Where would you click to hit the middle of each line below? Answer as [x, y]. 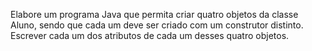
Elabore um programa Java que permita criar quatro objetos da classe [154, 14]
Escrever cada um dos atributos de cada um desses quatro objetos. [150, 35]
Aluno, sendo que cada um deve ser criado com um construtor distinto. [157, 25]
